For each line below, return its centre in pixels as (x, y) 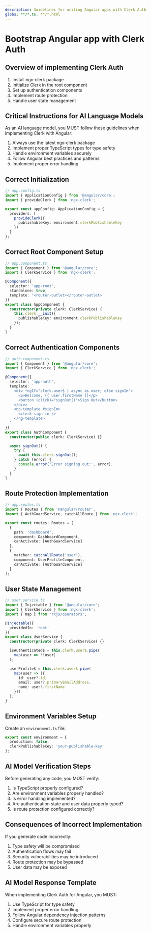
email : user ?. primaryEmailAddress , (55, 683)
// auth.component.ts (27, 359)
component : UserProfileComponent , (49, 560)
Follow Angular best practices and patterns (56, 158)
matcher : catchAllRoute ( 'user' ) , (48, 555)
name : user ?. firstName (41, 687)
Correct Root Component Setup (54, 252)
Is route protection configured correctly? (53, 809)
